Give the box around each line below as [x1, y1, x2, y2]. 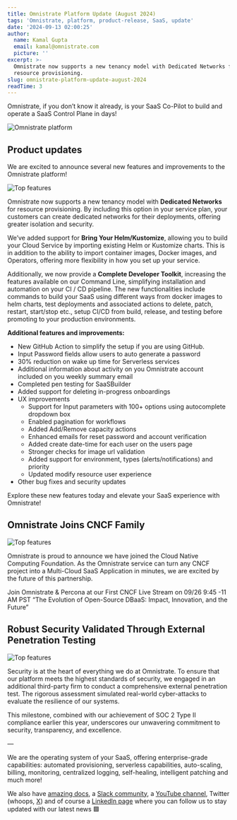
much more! [7, 775, 42, 784]
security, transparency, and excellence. [7, 725, 122, 734]
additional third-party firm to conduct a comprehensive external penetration [7, 681, 228, 690]
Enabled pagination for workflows [28, 418, 126, 426]
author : [7, 30, 30, 37]
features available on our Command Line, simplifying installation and [7, 277, 206, 286]
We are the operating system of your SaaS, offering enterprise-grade [7, 753, 208, 761]
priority [28, 462, 49, 471]
